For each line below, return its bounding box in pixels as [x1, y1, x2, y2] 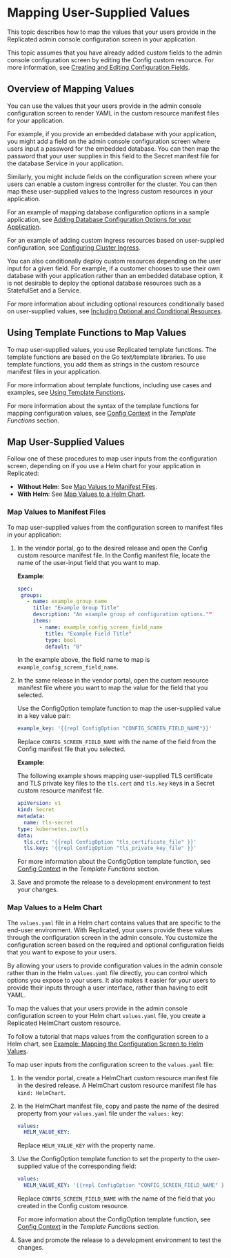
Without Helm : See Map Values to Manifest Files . [17, 483, 157, 491]
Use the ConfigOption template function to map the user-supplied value [17, 704, 221, 713]
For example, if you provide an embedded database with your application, [7, 129, 217, 138]
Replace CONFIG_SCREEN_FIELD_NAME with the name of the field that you [17, 1194, 216, 1203]
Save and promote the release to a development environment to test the [17, 1236, 222, 1244]
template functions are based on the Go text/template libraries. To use [7, 353, 206, 361]
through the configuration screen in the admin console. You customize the [7, 933, 218, 941]
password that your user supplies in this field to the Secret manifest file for [7, 151, 219, 160]
